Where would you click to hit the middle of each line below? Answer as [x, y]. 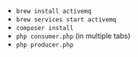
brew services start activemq [66, 20]
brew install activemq [53, 11]
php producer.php [45, 45]
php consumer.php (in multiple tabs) [73, 36]
